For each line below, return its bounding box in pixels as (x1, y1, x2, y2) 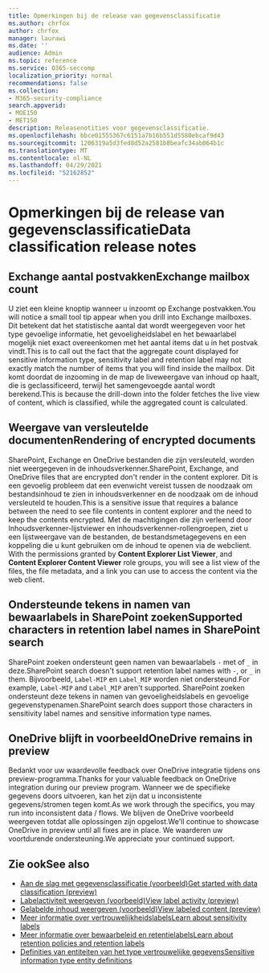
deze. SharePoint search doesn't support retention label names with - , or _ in (8, 666, 261, 675)
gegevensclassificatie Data (8, 221, 191, 239)
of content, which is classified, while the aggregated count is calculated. (8, 398, 248, 407)
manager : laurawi (8, 34, 67, 43)
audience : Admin (8, 49, 63, 57)
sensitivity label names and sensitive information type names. (8, 708, 212, 718)
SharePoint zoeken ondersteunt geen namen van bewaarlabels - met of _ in (8, 657, 259, 666)
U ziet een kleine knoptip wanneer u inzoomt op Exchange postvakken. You (8, 303, 256, 313)
